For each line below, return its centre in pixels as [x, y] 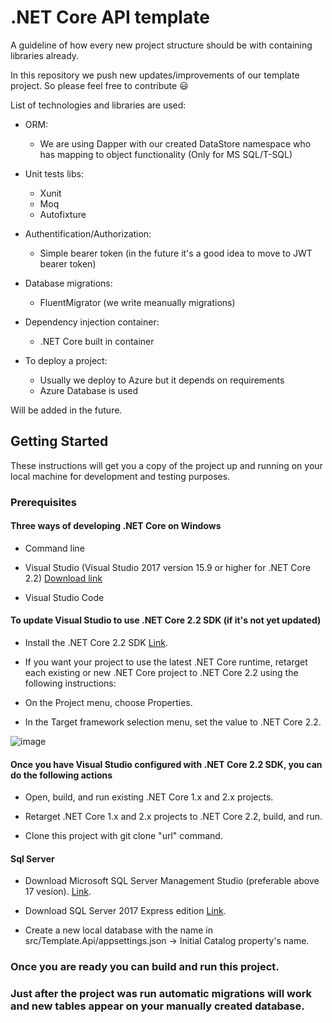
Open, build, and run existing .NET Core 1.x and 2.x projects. [149, 797]
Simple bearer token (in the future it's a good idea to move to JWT [176, 253]
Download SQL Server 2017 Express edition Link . [125, 911]
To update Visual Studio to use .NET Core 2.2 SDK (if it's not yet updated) [166, 620]
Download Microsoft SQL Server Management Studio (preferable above [172, 881]
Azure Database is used [89, 390]
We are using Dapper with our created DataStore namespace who [175, 143]
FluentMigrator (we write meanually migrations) [137, 302]
